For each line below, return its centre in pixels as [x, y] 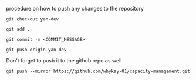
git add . [18, 29]
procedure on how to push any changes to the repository [75, 8]
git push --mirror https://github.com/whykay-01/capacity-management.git [98, 71]
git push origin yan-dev [36, 50]
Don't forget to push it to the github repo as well [64, 60]
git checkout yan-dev [33, 19]
